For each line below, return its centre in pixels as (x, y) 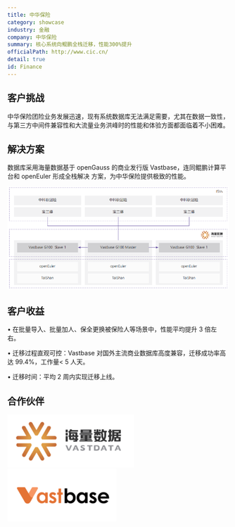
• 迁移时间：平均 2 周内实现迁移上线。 (63, 377)
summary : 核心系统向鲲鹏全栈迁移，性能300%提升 (70, 45)
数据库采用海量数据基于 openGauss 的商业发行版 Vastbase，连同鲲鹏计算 (114, 167)
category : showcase (36, 22)
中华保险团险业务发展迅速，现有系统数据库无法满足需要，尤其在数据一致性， (118, 116)
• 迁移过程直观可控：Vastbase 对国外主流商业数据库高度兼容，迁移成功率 (114, 353)
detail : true (26, 60)
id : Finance (25, 67)
